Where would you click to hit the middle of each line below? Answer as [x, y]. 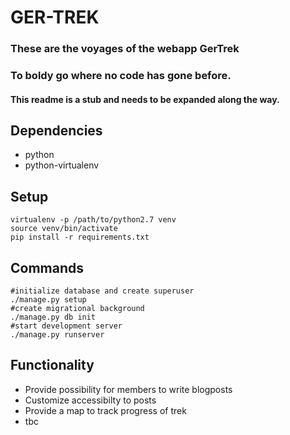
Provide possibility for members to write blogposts [128, 389]
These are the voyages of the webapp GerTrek [125, 49]
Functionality [52, 365]
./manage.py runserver [57, 335]
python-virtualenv [62, 165]
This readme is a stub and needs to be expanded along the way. [145, 99]
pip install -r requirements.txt [80, 237]
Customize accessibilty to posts [90, 400]
